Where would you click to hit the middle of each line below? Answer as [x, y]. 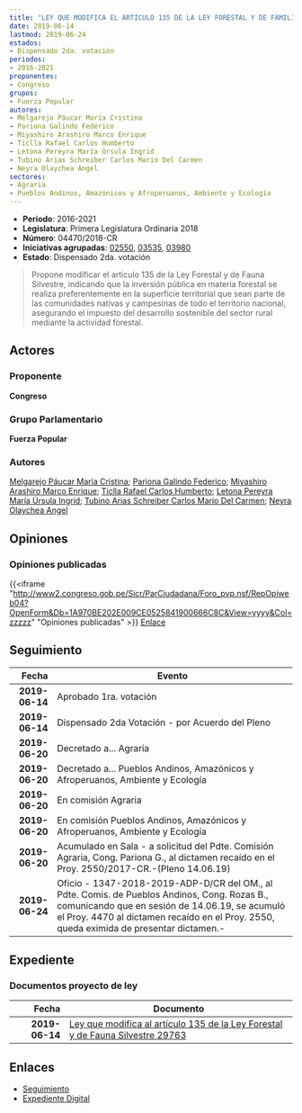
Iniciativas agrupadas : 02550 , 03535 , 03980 [107, 247]
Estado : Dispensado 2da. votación [86, 257]
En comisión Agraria [99, 800]
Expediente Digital [56, 1099]
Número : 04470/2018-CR [70, 238]
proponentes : [34, 76]
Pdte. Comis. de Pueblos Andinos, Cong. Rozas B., [163, 894]
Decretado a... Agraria [103, 748]
